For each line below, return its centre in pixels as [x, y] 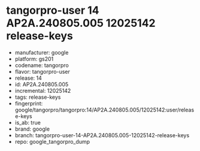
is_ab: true [28, 122]
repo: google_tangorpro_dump [52, 141]
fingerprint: [29, 103]
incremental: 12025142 [43, 90]
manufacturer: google [42, 52]
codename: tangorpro [42, 65]
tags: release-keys [38, 97]
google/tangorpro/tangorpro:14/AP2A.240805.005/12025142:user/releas [104, 110]
